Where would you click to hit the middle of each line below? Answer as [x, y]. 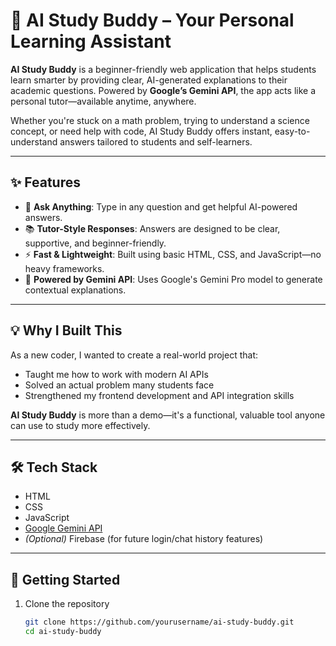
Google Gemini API [63, 528]
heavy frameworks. [64, 268]
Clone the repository [67, 604]
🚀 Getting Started [65, 579]
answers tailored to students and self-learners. [156, 141]
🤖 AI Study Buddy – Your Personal [152, 20]
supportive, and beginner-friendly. [95, 243]
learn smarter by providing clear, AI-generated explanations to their [149, 80]
